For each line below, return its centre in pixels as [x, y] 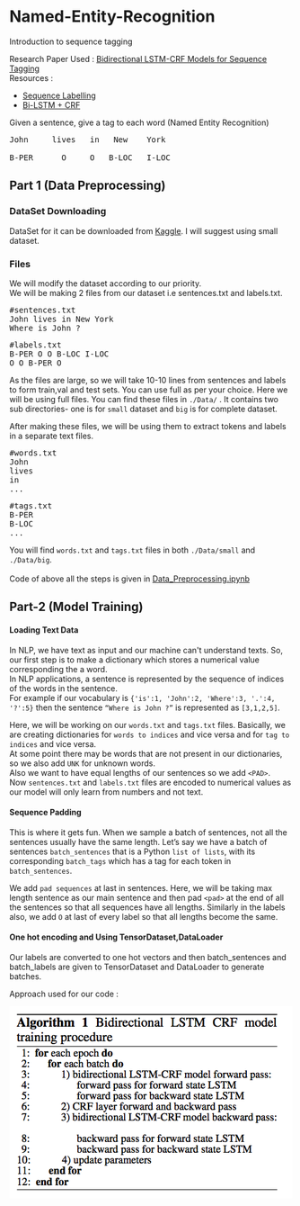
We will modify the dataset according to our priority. [106, 283]
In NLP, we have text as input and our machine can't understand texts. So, [146, 650]
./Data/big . [31, 559]
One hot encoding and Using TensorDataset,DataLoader [116, 937]
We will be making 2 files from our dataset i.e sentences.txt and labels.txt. [146, 292]
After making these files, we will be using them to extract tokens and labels [148, 426]
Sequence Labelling [59, 95]
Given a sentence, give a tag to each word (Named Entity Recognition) [139, 122]
